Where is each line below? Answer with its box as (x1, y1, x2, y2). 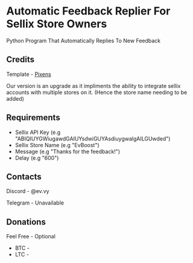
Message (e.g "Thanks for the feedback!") (14, 148, 121, 155)
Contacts (6, 171, 42, 182)
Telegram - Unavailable (6, 199, 65, 206)
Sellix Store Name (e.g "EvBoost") (14, 141, 100, 148)
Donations (6, 217, 46, 227)
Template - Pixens (6, 71, 51, 78)
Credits (6, 54, 35, 65)
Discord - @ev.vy (6, 188, 49, 195)
